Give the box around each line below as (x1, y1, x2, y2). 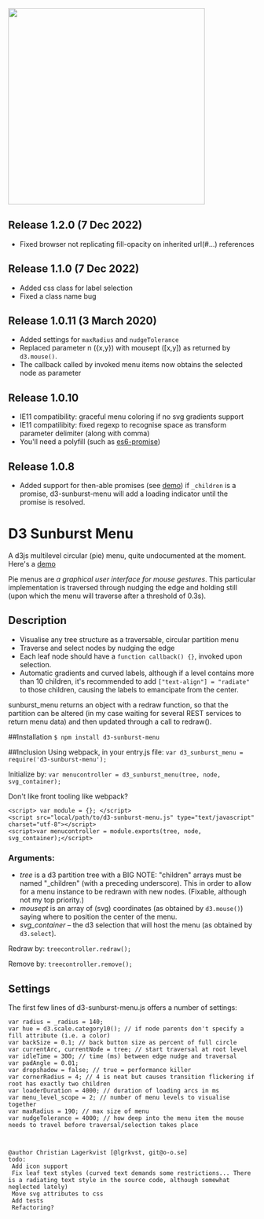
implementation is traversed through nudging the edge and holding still (8, 583, 238, 592)
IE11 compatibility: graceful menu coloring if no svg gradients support (19, 412, 244, 421)
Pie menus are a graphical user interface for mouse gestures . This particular (8, 575, 256, 584)
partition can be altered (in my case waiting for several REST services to (8, 708, 242, 718)
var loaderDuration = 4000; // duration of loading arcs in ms (8, 1086, 220, 1095)
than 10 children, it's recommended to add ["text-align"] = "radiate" (19, 676, 250, 686)
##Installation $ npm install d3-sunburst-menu (8, 732, 159, 741)
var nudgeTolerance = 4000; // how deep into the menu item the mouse (8, 1114, 244, 1122)
